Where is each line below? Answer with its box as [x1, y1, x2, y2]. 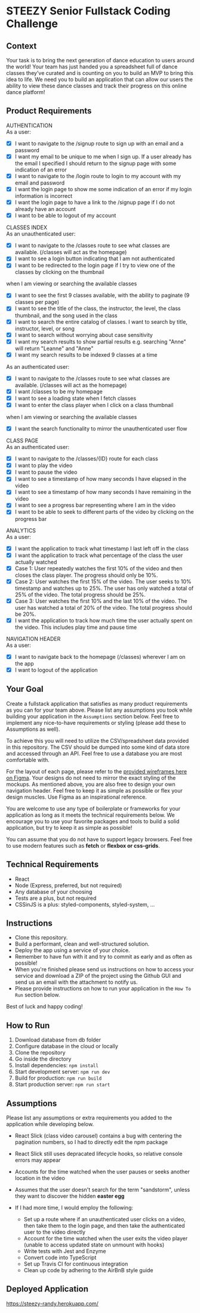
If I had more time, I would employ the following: [14, 1204, 133, 1212]
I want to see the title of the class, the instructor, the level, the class [14, 305, 181, 312]
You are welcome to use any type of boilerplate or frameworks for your [6, 805, 181, 812]
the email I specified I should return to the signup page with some [14, 159, 177, 167]
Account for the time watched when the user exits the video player [23, 1235, 188, 1242]
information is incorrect [14, 192, 73, 200]
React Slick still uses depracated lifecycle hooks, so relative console [14, 1150, 183, 1158]
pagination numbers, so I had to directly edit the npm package [14, 1139, 168, 1146]
